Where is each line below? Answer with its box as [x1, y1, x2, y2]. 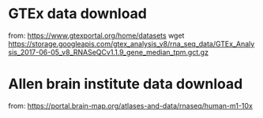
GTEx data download [8, 5, 148, 23]
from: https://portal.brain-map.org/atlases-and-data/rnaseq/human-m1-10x [8, 101, 253, 110]
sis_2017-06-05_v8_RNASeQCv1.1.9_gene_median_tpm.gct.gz [8, 47, 209, 57]
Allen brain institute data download [8, 76, 243, 93]
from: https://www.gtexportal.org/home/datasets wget [8, 31, 185, 40]
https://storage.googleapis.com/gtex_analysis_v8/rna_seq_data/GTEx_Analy [8, 39, 255, 48]
